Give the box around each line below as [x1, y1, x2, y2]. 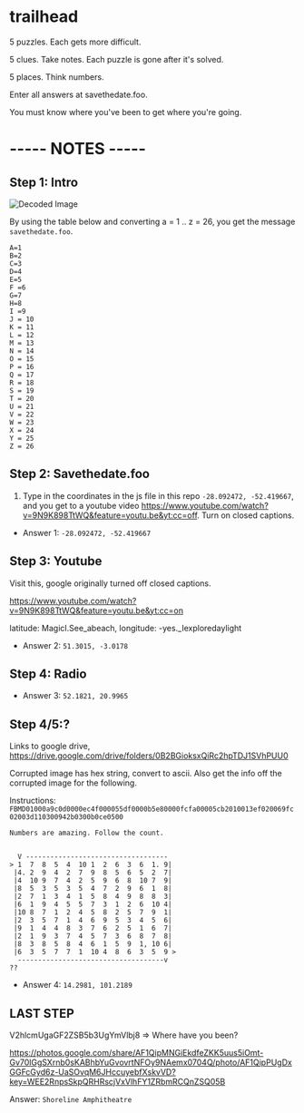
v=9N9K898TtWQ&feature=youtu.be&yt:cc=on [9, 605, 184, 616]
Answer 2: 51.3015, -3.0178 [22, 639, 129, 650]
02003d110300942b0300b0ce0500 [9, 813, 124, 822]
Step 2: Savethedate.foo [9, 466, 150, 482]
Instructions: [9, 796, 56, 806]
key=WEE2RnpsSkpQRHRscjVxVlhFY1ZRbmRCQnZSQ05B [9, 1077, 226, 1087]
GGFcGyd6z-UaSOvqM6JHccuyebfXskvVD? [9, 1067, 177, 1077]
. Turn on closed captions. [196, 510, 295, 521]
